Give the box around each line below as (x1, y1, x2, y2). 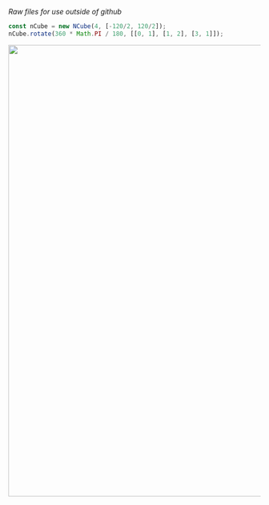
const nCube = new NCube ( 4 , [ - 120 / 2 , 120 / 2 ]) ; (8, 22, 167, 31)
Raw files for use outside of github (8, 7, 122, 16)
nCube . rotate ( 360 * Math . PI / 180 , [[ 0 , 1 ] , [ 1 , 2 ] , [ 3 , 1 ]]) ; (8, 30, 224, 38)
